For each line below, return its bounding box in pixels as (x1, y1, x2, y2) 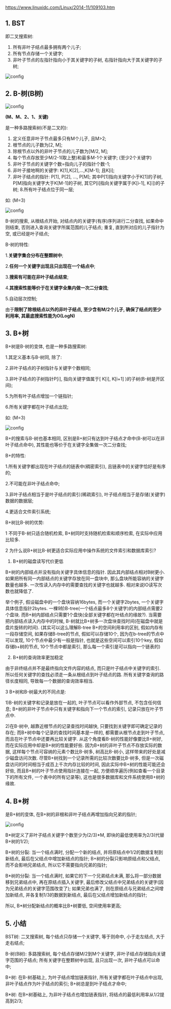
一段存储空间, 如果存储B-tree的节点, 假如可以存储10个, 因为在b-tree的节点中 (5, 631, 164, 637)
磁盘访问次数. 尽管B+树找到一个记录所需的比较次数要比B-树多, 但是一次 (9, 755, 159, 761)
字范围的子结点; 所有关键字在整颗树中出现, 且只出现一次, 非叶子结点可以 (5, 957, 156, 963)
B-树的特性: (5, 241, 30, 248)
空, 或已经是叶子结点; (5, 230, 50, 236)
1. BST (5, 19, 25, 28)
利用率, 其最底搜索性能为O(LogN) (5, 313, 75, 319)
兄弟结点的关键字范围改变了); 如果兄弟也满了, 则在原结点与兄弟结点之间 (9, 886, 159, 892)
